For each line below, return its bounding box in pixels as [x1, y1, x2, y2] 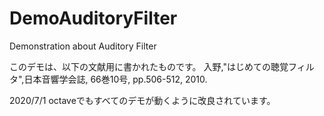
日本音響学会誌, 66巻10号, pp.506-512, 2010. [23, 73, 208, 85]
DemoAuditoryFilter [9, 7, 178, 30]
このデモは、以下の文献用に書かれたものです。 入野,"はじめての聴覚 [9, 60, 289, 72]
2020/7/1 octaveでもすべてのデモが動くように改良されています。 [9, 94, 276, 106]
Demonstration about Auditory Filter [9, 40, 157, 52]
